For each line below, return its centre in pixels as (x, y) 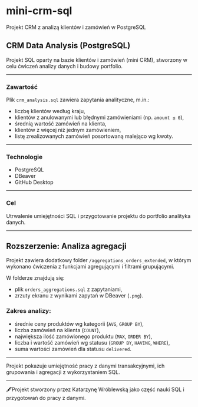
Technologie (24, 157)
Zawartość (22, 87)
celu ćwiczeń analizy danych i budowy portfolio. (64, 66)
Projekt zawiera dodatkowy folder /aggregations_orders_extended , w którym (99, 260)
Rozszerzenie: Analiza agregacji (66, 246)
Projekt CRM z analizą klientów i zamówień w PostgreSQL (76, 27)
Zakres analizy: (29, 311)
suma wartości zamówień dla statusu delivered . (73, 349)
